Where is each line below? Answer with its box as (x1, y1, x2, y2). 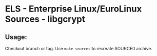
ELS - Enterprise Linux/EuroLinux (5, 3, 142, 14)
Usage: (5, 33, 28, 41)
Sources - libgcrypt (5, 14, 85, 25)
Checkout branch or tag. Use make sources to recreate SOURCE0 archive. (5, 46, 153, 51)
